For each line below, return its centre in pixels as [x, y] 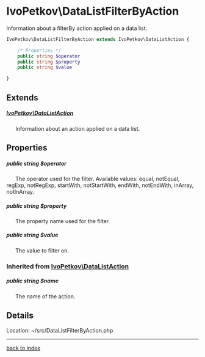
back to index [23, 348]
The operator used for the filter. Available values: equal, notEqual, [97, 178]
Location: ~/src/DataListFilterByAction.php [60, 330]
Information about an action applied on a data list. [77, 128]
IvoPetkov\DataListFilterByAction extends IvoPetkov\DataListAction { [98, 39]
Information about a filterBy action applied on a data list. [77, 28]
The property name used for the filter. [63, 221]
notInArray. [20, 191]
